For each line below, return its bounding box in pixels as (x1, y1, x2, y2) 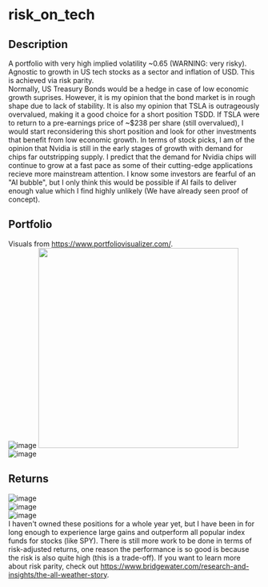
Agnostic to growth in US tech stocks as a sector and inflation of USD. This (8, 67, 255, 77)
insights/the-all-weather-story (8, 569, 108, 579)
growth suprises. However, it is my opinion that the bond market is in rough (8, 93, 256, 102)
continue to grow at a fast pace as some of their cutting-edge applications (8, 161, 254, 170)
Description (8, 38, 68, 51)
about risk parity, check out (8, 561, 99, 571)
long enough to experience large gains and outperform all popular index (8, 527, 246, 537)
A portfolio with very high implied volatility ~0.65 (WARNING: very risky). (8, 58, 247, 68)
